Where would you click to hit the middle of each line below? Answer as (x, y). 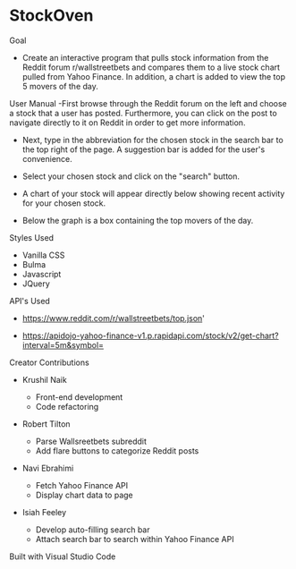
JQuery (36, 284)
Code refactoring (67, 406)
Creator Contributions (49, 362)
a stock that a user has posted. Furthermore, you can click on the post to (143, 113)
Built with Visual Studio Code (63, 556)
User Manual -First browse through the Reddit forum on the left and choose (148, 103)
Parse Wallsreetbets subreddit (91, 441)
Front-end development (79, 397)
